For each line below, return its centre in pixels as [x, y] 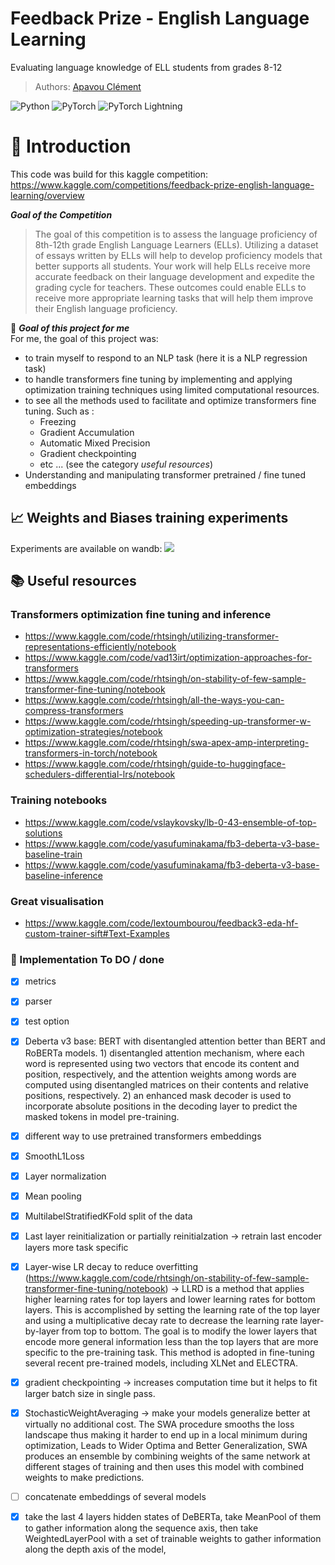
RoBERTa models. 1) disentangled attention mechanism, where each [164, 1053]
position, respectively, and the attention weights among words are [160, 1074]
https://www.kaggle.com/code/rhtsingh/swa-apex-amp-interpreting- [167, 743]
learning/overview [47, 195]
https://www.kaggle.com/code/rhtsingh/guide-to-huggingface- [155, 764]
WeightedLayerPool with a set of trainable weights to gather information [173, 1539]
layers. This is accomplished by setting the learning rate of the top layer [172, 1309]
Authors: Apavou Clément [88, 86]
